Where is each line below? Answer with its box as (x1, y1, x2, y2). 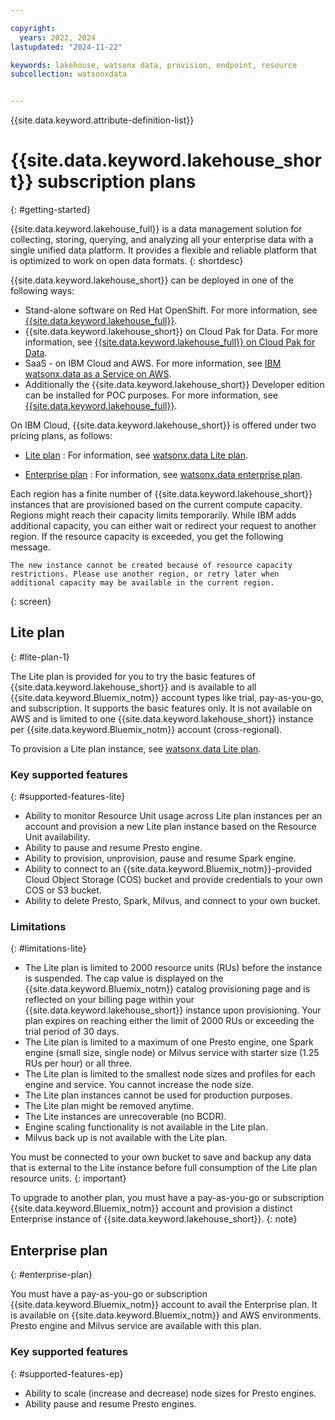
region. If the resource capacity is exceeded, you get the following (10, 531, 284, 543)
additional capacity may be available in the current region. (10, 578, 275, 588)
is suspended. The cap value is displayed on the (24, 972, 224, 985)
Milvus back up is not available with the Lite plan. (24, 1132, 228, 1144)
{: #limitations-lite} (10, 942, 87, 955)
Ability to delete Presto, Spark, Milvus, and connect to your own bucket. (24, 895, 321, 907)
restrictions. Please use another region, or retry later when (10, 569, 280, 580)
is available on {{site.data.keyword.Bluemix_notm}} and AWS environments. (10, 1309, 322, 1321)
